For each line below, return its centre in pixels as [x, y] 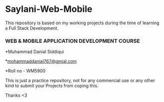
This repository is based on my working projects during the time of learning [82, 23]
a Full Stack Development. [32, 28]
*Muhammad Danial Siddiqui [35, 52]
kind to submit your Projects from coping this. [52, 86]
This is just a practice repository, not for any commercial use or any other [80, 81]
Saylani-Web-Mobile [49, 9]
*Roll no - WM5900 [25, 71]
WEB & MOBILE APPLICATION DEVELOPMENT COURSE [73, 41]
